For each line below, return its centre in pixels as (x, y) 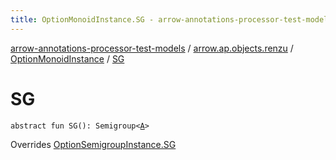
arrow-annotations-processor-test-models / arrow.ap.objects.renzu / (152, 48)
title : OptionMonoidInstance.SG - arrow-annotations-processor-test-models (171, 19)
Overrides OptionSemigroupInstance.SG (93, 144)
